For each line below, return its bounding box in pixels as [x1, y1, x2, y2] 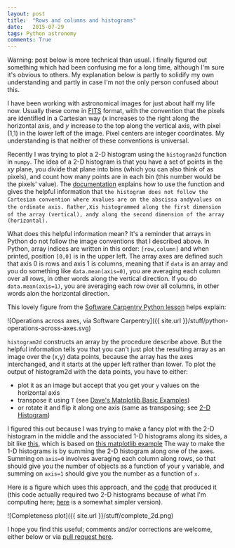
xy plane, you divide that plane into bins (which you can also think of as [7, 165, 214, 174]
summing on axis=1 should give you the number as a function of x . [7, 469, 200, 478]
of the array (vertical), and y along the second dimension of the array [7, 210, 224, 218]
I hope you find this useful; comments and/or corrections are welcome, [7, 525, 213, 534]
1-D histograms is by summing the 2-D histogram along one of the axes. [7, 447, 215, 455]
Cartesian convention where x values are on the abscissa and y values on [7, 195, 222, 204]
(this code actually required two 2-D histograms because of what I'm [7, 490, 207, 499]
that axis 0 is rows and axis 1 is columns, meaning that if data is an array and [7, 259, 228, 268]
